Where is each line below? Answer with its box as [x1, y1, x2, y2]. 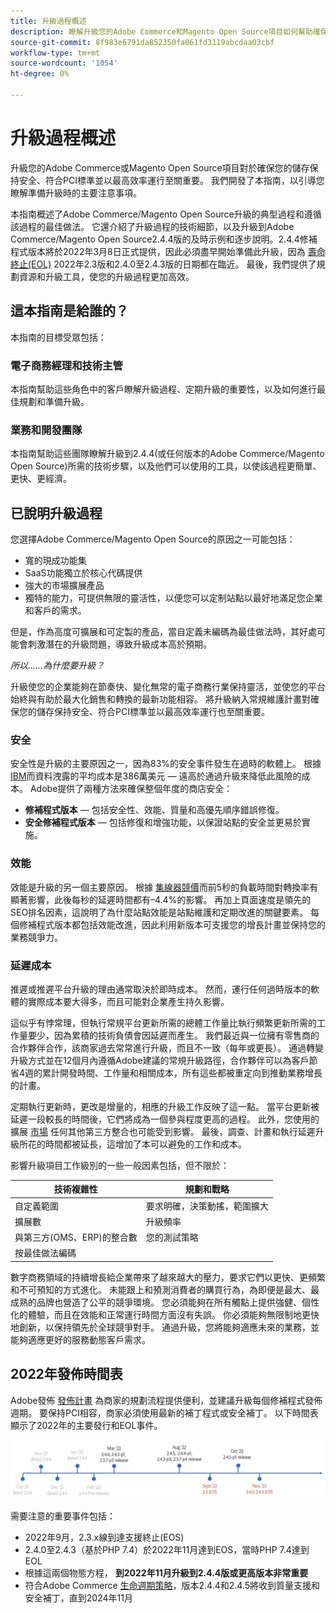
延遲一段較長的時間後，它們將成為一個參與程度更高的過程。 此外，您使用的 [10, 1113, 320, 1125]
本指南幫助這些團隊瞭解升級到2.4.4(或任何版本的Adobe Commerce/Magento [10, 448, 325, 460]
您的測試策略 [145, 1231, 199, 1244]
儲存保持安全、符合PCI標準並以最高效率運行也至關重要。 [36, 706, 270, 718]
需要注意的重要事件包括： [10, 1510, 116, 1522]
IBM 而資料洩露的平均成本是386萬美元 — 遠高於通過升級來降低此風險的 [10, 770, 302, 782]
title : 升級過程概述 [10, 16, 87, 26]
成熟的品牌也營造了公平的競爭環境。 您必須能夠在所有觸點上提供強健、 [10, 1296, 302, 1308]
